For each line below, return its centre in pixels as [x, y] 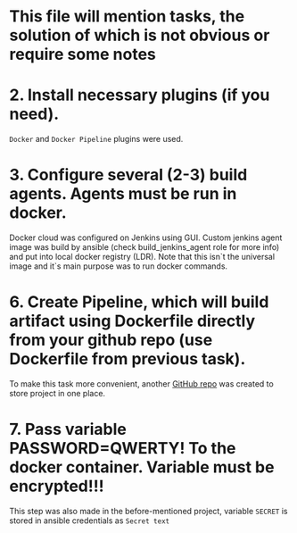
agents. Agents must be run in [123, 194]
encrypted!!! [57, 486]
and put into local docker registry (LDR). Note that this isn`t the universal [142, 257]
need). [34, 114]
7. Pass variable [68, 429]
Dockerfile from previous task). [128, 359]
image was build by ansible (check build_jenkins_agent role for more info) [144, 247]
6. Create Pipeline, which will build [139, 302]
